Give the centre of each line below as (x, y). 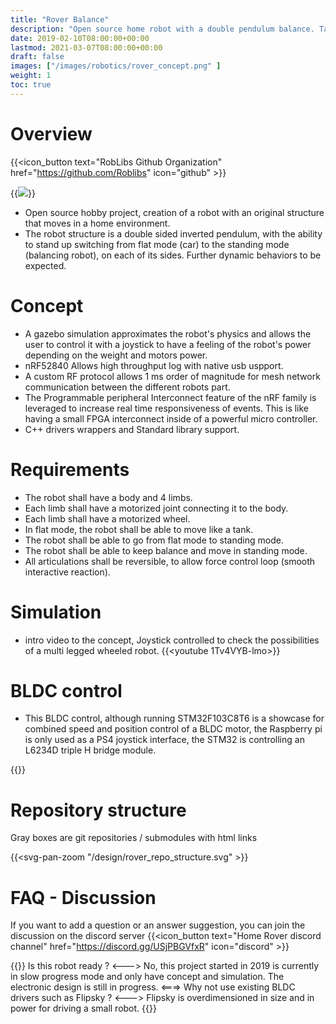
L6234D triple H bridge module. (90, 750)
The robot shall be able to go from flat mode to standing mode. (154, 540)
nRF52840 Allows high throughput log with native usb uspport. (154, 365)
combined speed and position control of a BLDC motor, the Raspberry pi (173, 729)
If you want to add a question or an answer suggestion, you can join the (158, 925)
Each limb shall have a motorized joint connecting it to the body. (156, 508)
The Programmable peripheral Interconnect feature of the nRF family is (170, 397)
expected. (45, 265)
